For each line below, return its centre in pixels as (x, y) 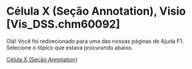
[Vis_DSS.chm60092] (63, 24)
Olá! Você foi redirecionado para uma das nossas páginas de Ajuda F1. (95, 41)
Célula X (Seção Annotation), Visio (96, 11)
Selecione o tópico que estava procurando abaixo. (70, 48)
